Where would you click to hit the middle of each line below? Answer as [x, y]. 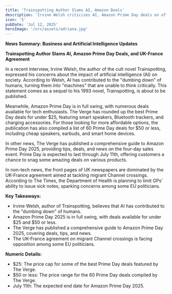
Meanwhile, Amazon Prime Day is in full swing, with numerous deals [77, 106]
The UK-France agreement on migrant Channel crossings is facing [82, 239]
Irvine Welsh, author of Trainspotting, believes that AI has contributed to [89, 206]
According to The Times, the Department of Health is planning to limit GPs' [84, 181]
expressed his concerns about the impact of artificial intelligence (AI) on [81, 74]
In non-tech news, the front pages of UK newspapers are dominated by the [84, 170]
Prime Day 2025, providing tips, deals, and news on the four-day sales [79, 149]
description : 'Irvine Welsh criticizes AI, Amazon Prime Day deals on [82, 15]
